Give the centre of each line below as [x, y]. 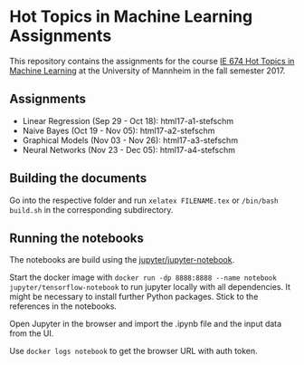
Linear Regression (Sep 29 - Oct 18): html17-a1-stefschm [128, 120]
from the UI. [32, 333]
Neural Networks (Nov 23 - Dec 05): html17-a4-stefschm [129, 149]
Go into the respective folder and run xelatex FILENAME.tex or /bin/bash [144, 200]
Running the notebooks [77, 238]
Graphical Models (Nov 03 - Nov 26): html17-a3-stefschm [130, 140]
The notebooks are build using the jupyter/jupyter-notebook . [122, 260]
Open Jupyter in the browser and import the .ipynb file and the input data [146, 324]
